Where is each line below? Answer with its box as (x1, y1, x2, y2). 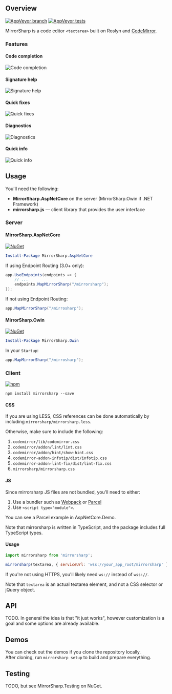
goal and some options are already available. (5, 620, 100, 627)
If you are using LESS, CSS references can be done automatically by (5, 413, 149, 419)
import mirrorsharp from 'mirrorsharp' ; (5, 553, 93, 558)
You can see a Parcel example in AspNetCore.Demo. (5, 514, 116, 520)
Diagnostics (5, 123, 32, 129)
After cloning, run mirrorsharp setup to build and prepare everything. (5, 655, 152, 661)
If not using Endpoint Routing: (5, 296, 68, 302)
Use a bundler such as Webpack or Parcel (12, 499, 102, 505)
